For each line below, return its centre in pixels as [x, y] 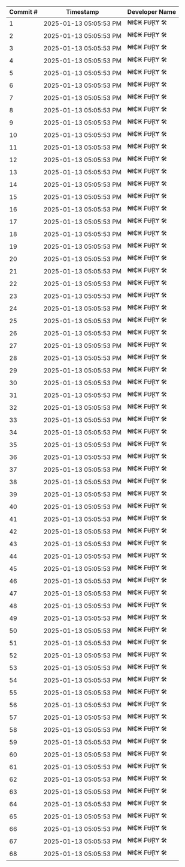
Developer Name [152, 12]
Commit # [23, 12]
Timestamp [82, 12]
